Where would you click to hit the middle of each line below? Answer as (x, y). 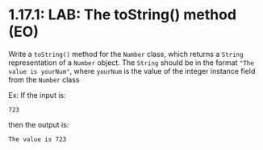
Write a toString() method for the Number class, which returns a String (126, 54)
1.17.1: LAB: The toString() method (122, 15)
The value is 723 (38, 139)
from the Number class (44, 79)
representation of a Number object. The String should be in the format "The (131, 63)
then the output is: (39, 124)
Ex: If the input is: (37, 95)
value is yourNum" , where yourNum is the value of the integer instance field (132, 71)
